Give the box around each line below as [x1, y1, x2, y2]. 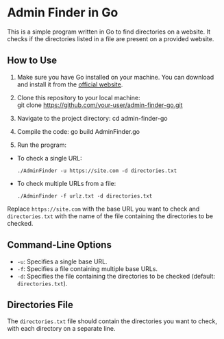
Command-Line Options [7, 239, 112, 251]
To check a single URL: [16, 154, 82, 162]
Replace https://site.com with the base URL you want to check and [7, 204, 200, 213]
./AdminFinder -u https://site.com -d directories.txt [16, 167, 177, 174]
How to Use [7, 55, 58, 67]
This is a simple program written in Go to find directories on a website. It [7, 27, 211, 36]
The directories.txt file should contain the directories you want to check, [7, 317, 218, 325]
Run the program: [16, 141, 67, 149]
